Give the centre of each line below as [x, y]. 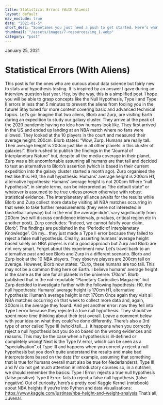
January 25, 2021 [22, 50]
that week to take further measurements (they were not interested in [73, 207]
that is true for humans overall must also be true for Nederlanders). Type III [80, 362]
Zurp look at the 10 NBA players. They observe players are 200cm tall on [78, 259]
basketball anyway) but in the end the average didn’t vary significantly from [81, 212]
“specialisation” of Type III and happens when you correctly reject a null [77, 346]
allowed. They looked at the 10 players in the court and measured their [75, 135]
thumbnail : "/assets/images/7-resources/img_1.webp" [59, 32]
